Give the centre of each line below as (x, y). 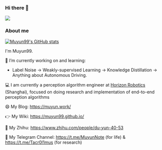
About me (17, 31)
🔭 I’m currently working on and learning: (46, 60)
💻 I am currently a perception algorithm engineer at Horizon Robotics (75, 85)
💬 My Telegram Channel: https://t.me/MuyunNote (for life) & (65, 137)
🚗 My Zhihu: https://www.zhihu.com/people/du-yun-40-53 (64, 128)
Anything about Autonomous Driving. (49, 75)
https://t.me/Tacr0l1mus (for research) (44, 142)
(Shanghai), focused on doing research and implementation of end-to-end (80, 92)
